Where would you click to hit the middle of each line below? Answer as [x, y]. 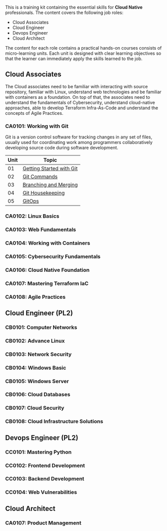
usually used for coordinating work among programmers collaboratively [79, 142]
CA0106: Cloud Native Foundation [47, 270]
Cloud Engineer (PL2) [39, 313]
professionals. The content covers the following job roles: [64, 13]
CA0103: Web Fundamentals [41, 229]
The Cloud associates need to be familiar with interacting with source [77, 86]
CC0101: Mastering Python [38, 452]
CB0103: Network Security [38, 354]
